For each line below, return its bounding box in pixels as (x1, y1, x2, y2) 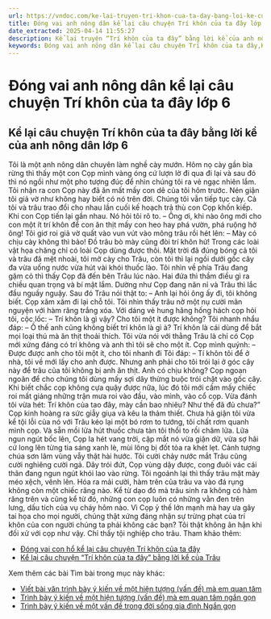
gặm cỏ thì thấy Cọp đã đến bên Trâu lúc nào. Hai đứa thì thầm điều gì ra (8, 271, 250, 281)
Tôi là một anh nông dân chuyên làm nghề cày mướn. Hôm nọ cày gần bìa (8, 160, 253, 169)
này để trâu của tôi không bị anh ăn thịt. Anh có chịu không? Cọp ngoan (8, 366, 248, 375)
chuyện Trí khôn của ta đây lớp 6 (8, 94, 231, 112)
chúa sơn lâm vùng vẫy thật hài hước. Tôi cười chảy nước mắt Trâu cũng (8, 451, 248, 461)
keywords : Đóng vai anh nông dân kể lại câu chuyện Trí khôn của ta (8, 42, 244, 50)
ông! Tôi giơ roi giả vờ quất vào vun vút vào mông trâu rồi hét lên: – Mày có (8, 228, 257, 238)
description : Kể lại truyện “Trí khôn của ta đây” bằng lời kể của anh (8, 34, 254, 43)
